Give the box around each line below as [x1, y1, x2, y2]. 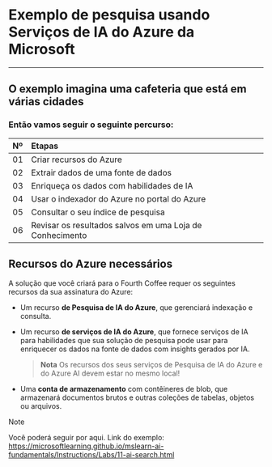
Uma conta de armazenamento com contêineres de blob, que [19, 384, 228, 394]
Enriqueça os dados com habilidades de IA [31, 180, 193, 191]
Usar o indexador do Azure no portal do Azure [31, 193, 206, 204]
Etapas [31, 140, 59, 151]
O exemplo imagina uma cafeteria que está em [8, 83, 247, 96]
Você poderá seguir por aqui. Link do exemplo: [8, 433, 164, 443]
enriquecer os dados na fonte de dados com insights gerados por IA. [19, 344, 250, 354]
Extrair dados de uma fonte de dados [31, 167, 172, 178]
